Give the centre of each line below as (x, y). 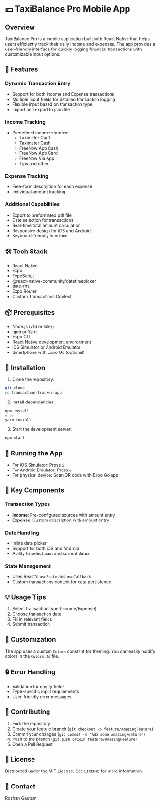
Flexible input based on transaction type (52, 104)
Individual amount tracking (39, 192)
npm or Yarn (24, 332)
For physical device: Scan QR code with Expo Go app (65, 475)
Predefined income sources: (40, 133)
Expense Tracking (27, 176)
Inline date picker (29, 543)
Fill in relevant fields (32, 619)
